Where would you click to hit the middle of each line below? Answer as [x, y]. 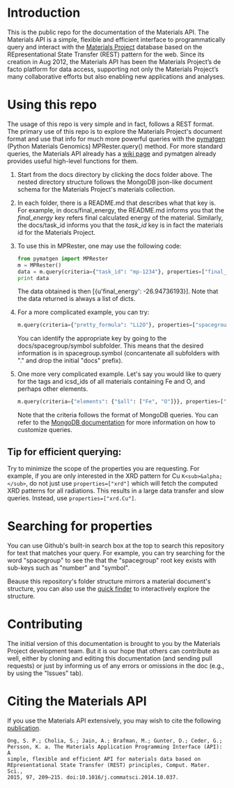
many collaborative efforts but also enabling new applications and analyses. [116, 76]
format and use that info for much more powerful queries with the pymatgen [116, 139]
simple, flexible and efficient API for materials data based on [104, 759]
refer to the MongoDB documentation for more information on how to [116, 422]
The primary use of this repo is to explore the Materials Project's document [115, 131]
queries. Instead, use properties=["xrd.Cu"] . [72, 498]
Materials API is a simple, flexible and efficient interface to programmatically [116, 39]
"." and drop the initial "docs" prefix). [70, 361]
